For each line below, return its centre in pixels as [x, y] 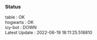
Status [13, 7]
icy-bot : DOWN [21, 27]
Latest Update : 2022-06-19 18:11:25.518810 [49, 33]
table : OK [15, 17]
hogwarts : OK [19, 22]
